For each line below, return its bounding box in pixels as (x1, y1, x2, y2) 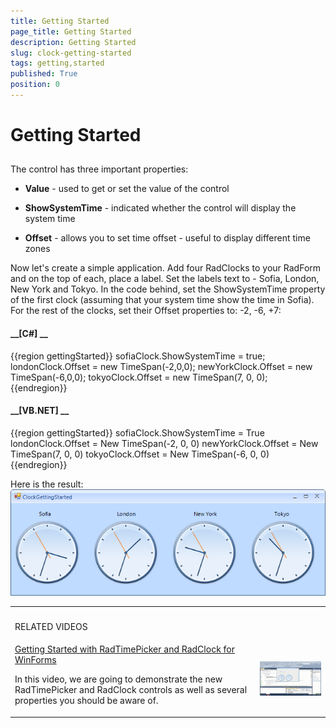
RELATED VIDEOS (14, 621, 88, 633)
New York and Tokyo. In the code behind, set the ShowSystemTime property (10, 283, 326, 295)
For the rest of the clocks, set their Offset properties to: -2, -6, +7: (10, 305, 282, 317)
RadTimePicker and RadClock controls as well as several (14, 684, 248, 696)
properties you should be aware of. (14, 695, 159, 707)
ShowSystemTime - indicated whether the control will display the (24, 202, 297, 214)
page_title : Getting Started (10, 26, 132, 37)
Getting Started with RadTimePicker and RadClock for (14, 643, 236, 655)
